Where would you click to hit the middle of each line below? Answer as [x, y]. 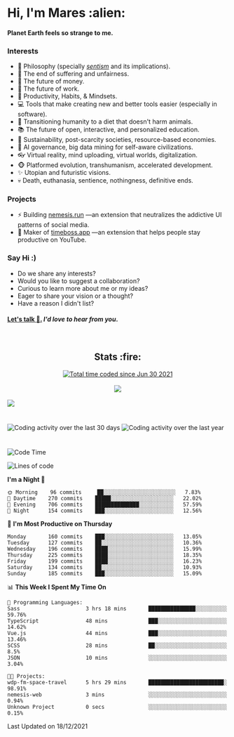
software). [32, 115]
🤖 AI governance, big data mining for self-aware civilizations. [105, 147]
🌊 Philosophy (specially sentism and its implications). [94, 66]
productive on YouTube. [52, 240]
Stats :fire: [118, 357]
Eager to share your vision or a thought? [75, 296]
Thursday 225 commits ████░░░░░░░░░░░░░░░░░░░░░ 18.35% [104, 555]
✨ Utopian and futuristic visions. [64, 173]
